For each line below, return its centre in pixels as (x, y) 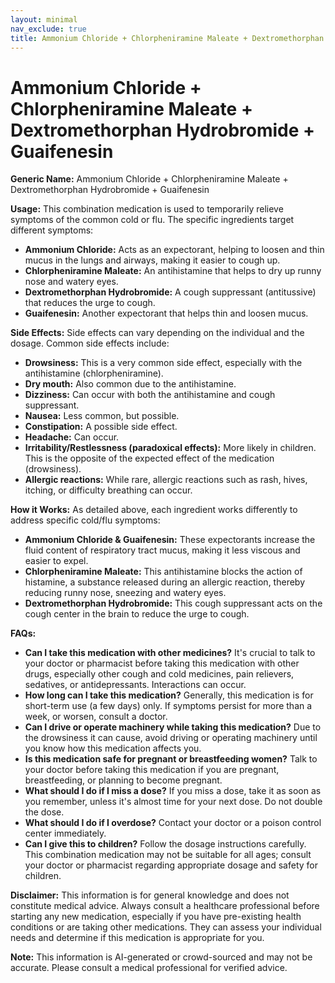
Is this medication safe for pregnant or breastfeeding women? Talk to (171, 759)
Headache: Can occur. (72, 437)
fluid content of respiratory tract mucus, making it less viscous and (162, 550)
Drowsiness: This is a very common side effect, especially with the (163, 363)
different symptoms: (52, 230)
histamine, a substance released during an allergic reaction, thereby (165, 582)
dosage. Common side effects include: (90, 343)
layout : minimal (44, 19)
